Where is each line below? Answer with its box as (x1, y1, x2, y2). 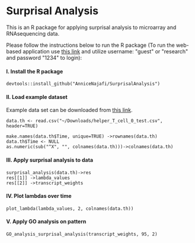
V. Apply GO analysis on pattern (6, 218, 87, 225)
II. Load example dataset (6, 93, 68, 100)
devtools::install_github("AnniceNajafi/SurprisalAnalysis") (6, 81, 161, 87)
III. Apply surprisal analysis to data (6, 156, 94, 164)
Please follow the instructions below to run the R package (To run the (6, 41, 175, 49)
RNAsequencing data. (6, 30, 60, 37)
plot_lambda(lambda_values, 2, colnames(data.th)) (6, 206, 134, 212)
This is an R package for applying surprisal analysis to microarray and (6, 24, 177, 31)
